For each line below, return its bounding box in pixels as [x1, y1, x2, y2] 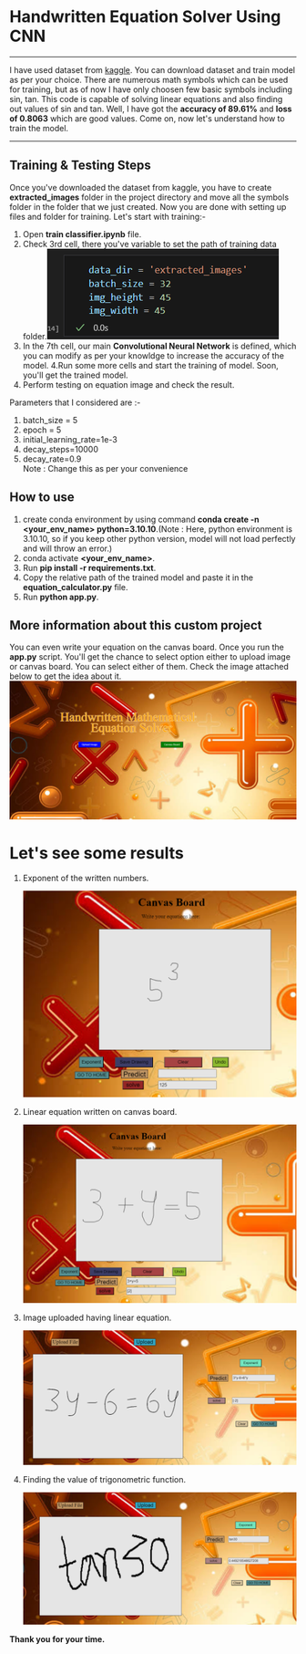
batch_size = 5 [22, 414, 78, 425]
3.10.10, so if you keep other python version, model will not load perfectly [22, 533, 296, 544]
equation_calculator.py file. [22, 581, 129, 592]
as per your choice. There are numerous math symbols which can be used [9, 74, 289, 85]
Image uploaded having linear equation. [22, 1312, 172, 1324]
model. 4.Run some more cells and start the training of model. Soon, [22, 359, 280, 370]
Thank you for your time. [9, 1634, 106, 1645]
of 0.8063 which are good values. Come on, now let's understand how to [9, 112, 285, 124]
